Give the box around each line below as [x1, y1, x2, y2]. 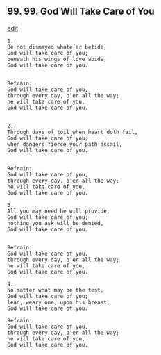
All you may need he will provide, [7, 208, 110, 215]
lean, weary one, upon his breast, [7, 299, 110, 306]
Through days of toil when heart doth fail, [7, 129, 138, 135]
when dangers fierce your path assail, [7, 140, 123, 148]
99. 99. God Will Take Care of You [7, 6, 155, 17]
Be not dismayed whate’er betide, [7, 43, 108, 51]
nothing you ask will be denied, [7, 220, 104, 226]
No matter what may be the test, [7, 286, 104, 294]
